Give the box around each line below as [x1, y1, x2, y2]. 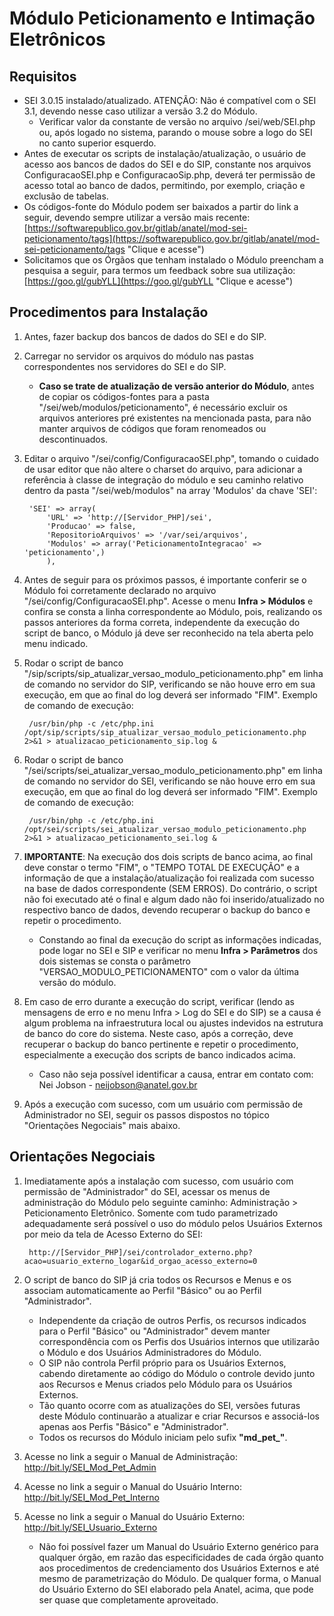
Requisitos [9, 68, 77, 85]
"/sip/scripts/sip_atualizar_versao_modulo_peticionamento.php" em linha [23, 667, 324, 679]
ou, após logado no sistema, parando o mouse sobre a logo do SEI [38, 127, 313, 138]
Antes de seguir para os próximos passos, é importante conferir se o [23, 573, 307, 586]
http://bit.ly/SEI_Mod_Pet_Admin [23, 1461, 157, 1473]
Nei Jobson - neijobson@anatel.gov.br [38, 1078, 198, 1091]
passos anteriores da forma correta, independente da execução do [23, 616, 301, 628]
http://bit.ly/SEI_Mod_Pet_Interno [23, 1491, 160, 1503]
